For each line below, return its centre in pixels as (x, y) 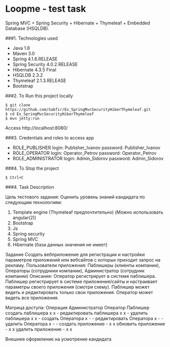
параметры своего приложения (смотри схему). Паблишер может (77, 287)
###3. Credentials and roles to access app (50, 137)
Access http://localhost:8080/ (37, 128)
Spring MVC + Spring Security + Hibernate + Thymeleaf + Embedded (78, 23)
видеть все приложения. (32, 298)
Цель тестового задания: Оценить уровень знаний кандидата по (75, 197)
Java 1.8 (21, 48)
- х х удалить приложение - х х (39, 329)
